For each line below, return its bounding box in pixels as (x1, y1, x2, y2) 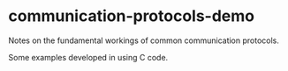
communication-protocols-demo (8, 6, 255, 26)
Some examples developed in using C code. (8, 52, 169, 62)
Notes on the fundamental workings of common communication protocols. (8, 35, 279, 46)
